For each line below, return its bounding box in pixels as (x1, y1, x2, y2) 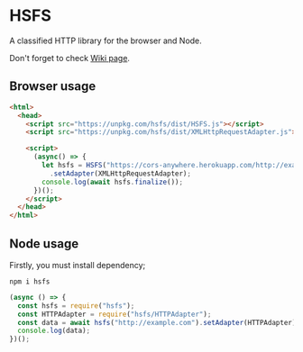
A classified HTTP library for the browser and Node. (9, 35, 203, 46)
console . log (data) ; (17, 326, 91, 336)
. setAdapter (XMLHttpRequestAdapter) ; (49, 168, 192, 178)
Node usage (9, 236, 79, 251)
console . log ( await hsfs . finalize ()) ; (41, 177, 183, 186)
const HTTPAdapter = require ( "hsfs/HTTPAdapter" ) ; (17, 310, 212, 319)
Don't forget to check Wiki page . (9, 52, 131, 63)
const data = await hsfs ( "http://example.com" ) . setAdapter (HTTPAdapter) (17, 318, 297, 327)
